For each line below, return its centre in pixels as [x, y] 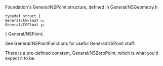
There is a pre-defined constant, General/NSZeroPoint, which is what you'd [82, 53]
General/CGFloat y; [25, 25]
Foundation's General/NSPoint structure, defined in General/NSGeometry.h [81, 7]
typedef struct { [23, 16]
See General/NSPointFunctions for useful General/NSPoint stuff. [70, 43]
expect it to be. [20, 58]
